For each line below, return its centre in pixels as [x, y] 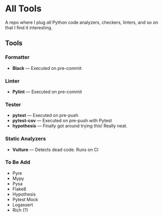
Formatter [17, 57]
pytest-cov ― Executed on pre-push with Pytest [62, 121]
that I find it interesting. [29, 27]
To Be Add [18, 163]
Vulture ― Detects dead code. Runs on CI [55, 150]
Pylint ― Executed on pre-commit [47, 92]
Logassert [23, 205]
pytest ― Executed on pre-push [45, 115]
